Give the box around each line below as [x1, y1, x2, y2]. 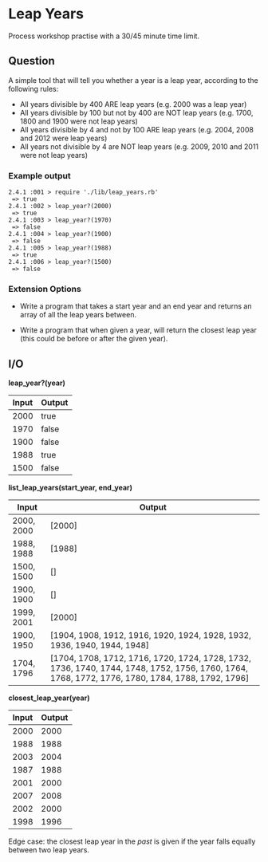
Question [8, 54, 55, 68]
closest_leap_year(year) [8, 693, 90, 703]
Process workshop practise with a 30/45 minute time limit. [8, 31, 200, 41]
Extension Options [8, 283, 81, 294]
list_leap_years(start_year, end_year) [8, 483, 133, 493]
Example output [8, 170, 71, 181]
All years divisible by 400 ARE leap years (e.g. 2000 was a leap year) [19, 99, 247, 108]
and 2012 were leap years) [19, 133, 108, 143]
